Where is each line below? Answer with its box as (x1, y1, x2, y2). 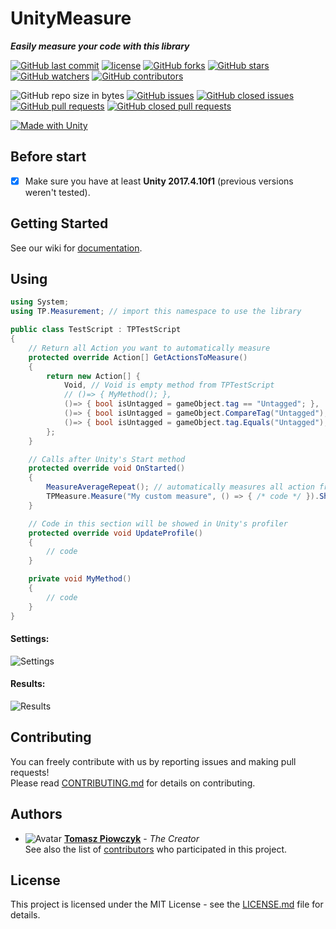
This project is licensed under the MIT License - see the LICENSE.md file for (10, 898, 324, 911)
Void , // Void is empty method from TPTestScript (63, 380, 275, 391)
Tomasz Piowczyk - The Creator (63, 832, 200, 844)
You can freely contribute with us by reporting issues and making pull (10, 755, 297, 767)
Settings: (10, 633, 50, 645)
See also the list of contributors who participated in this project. (24, 843, 288, 855)
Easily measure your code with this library (10, 40, 190, 52)
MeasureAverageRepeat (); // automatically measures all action (46, 482, 315, 492)
